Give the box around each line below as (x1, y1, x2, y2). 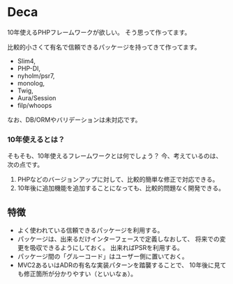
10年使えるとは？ (7, 134, 66, 144)
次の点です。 (7, 161, 44, 169)
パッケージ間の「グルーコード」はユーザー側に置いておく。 (17, 252, 188, 261)
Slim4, (17, 56, 36, 65)
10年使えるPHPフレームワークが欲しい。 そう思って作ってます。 (7, 28, 191, 36)
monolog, (17, 79, 45, 87)
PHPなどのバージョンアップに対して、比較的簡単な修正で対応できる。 (17, 175, 219, 184)
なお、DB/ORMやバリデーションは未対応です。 (7, 116, 142, 124)
